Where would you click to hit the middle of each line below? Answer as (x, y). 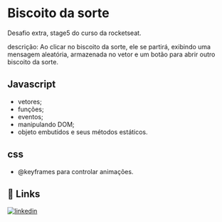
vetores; (30, 101)
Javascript (32, 85)
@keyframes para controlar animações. (75, 171)
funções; (31, 109)
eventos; (31, 116)
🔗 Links (24, 194)
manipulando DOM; (46, 124)
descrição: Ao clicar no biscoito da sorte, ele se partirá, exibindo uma (109, 46)
